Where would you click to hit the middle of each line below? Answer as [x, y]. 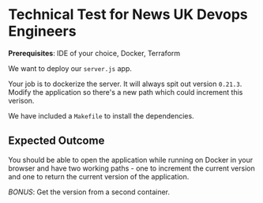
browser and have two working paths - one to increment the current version [131, 168]
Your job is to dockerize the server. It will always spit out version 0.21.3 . [125, 84]
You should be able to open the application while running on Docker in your [131, 160]
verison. [21, 100]
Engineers [42, 31]
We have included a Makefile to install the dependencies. [101, 115]
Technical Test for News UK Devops [128, 15]
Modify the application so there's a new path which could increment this [126, 92]
